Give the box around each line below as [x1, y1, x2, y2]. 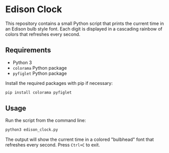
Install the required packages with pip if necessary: [5, 80, 113, 86]
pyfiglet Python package [12, 70, 67, 76]
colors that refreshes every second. [5, 31, 81, 37]
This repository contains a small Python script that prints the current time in [5, 20, 164, 26]
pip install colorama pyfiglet [5, 90, 72, 95]
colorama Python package [12, 65, 67, 71]
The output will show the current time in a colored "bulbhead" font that [5, 136, 154, 143]
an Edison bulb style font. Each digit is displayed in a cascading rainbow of [5, 25, 162, 32]
